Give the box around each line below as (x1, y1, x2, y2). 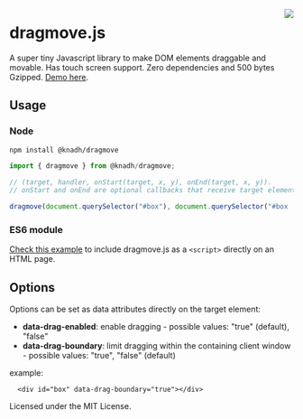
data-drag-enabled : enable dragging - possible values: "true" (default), (22, 321, 290, 332)
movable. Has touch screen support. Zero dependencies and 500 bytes (9, 61, 275, 72)
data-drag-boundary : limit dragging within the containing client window (22, 340, 291, 351)
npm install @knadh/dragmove (9, 145, 119, 154)
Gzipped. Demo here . (9, 71, 88, 82)
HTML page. (9, 254, 56, 265)
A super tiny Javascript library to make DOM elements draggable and (9, 52, 266, 63)
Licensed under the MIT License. (9, 401, 132, 412)
